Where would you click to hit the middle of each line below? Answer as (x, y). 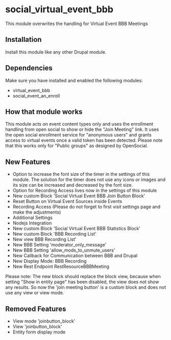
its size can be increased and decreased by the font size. (73, 185)
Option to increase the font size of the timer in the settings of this (81, 174)
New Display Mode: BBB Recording (50, 261)
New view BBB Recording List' (44, 239)
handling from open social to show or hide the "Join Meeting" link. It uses (82, 129)
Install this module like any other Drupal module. (56, 52)
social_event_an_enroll (36, 96)
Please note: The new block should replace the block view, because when (83, 277)
